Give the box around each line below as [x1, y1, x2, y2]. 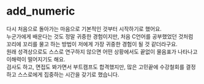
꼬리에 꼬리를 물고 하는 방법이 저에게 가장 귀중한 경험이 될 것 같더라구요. [6, 40, 178, 47]
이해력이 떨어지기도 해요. [6, 55, 66, 63]
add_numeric [6, 4, 75, 18]
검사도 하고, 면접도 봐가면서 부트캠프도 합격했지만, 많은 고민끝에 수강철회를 [6, 63, 185, 71]
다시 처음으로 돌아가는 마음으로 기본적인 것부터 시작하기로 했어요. [6, 25, 162, 32]
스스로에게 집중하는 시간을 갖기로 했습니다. [17, 71, 119, 78]
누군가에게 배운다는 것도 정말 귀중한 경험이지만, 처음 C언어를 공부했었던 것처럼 [6, 32, 194, 40]
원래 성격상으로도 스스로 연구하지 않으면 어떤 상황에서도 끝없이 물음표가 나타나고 [6, 47, 198, 55]
